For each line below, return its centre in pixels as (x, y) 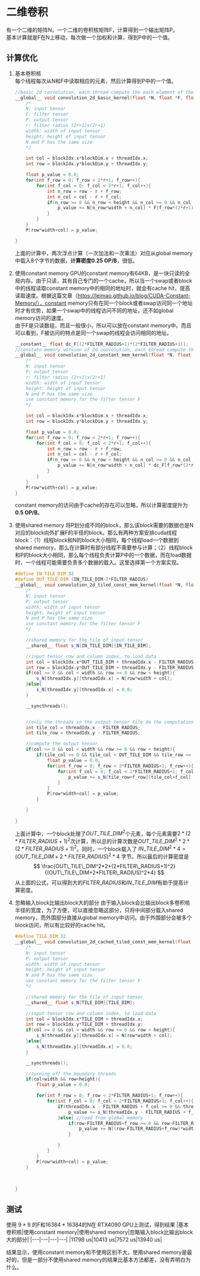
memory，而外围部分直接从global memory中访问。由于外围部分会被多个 (103, 918)
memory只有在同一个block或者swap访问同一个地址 (130, 303)
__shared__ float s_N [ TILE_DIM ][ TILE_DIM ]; (81, 1002)
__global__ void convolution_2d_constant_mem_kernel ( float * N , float (103, 355)
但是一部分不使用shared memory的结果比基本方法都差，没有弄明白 (104, 1259)
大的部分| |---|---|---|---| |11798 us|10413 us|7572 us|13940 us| (84, 1239)
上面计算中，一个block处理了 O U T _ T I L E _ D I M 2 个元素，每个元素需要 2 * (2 (103, 833)
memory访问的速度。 (41, 318)
